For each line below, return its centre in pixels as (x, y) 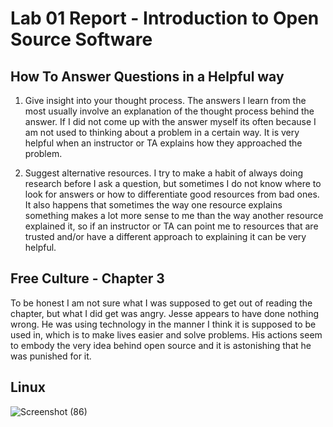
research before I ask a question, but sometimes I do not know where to (173, 183)
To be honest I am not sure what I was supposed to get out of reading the (161, 303)
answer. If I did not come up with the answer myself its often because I (170, 121)
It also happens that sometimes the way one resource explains (153, 205)
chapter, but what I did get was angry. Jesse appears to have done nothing (164, 313)
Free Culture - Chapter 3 (87, 278)
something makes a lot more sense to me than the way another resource (174, 215)
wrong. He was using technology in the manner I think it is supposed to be (163, 324)
